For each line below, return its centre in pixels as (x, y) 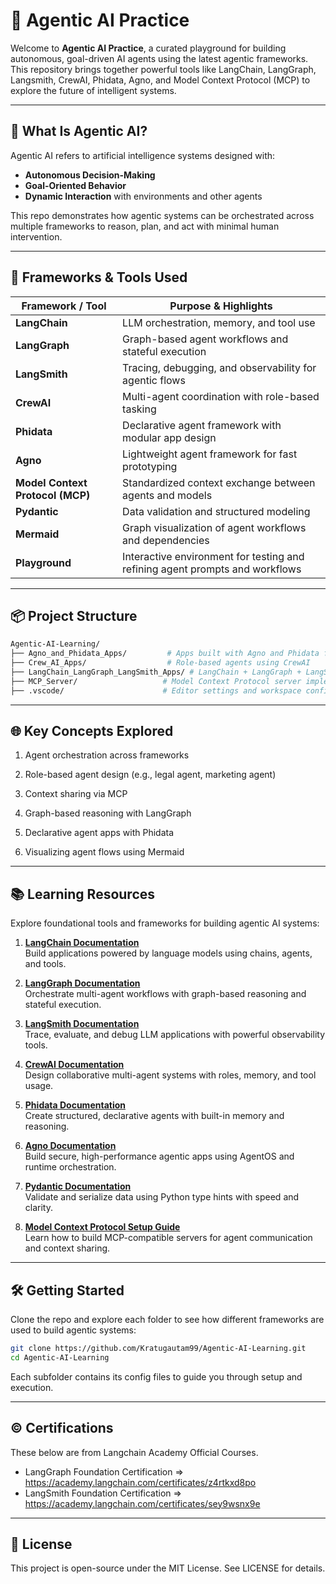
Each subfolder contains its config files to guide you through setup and (156, 1376)
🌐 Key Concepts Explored (92, 731)
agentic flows (154, 380)
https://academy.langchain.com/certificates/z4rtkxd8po (140, 1482)
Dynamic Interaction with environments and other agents (143, 196)
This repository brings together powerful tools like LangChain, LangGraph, (163, 69)
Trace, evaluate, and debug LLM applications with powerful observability (175, 1035)
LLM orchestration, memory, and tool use (219, 322)
